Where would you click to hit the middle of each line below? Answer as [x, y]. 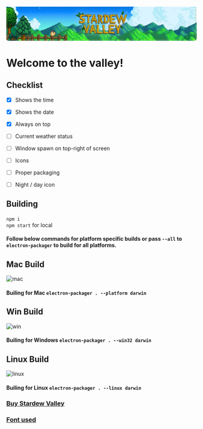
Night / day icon [35, 185]
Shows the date [34, 112]
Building [22, 204]
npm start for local [29, 225]
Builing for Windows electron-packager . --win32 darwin [79, 340]
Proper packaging [37, 172]
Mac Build [25, 264]
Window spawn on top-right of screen [63, 148]
